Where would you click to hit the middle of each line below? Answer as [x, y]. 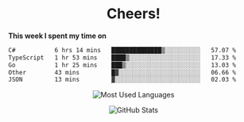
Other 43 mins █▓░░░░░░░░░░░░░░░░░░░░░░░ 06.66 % [122, 72]
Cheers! [134, 14]
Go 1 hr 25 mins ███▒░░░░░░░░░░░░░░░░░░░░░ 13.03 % [122, 65]
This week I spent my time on [58, 36]
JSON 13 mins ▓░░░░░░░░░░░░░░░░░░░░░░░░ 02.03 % [122, 80]
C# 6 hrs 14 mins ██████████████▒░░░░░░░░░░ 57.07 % [122, 50]
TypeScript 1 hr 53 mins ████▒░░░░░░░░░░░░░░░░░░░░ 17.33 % [122, 57]
